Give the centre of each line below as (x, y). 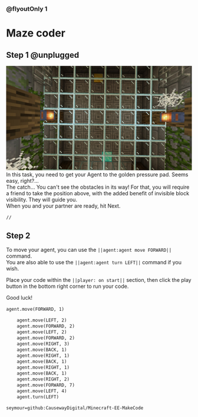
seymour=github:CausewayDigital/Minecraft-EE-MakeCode (75, 408)
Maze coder (36, 33)
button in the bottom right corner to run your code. (67, 286)
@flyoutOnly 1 (27, 9)
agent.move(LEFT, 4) (42, 391)
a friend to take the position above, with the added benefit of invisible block (98, 193)
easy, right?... (23, 181)
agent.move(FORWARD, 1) (35, 309)
